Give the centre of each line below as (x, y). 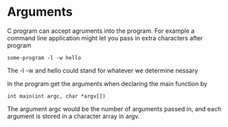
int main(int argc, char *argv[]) (57, 96)
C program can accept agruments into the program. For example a (101, 31)
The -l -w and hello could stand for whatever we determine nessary (103, 70)
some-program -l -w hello (44, 58)
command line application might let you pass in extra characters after (105, 38)
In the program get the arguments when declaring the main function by (107, 83)
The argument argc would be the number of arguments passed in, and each (114, 109)
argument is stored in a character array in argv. (73, 116)
